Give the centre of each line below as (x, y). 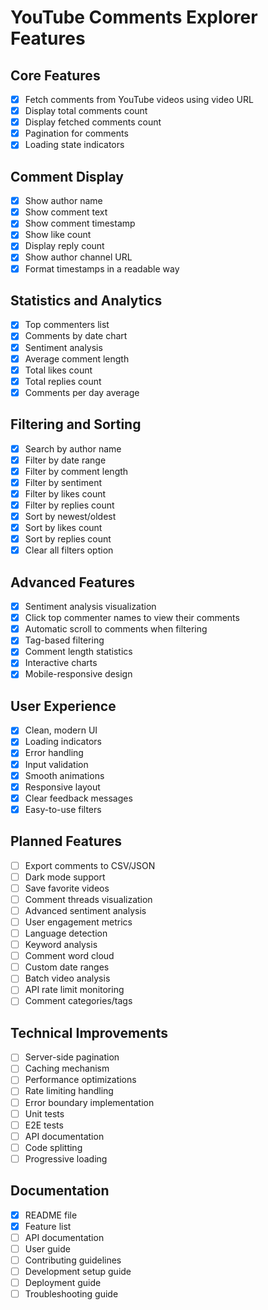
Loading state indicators (74, 145)
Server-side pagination (72, 1057)
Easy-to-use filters (63, 809)
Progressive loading (66, 1158)
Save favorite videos (67, 888)
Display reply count (64, 246)
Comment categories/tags (78, 1001)
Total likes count (58, 370)
